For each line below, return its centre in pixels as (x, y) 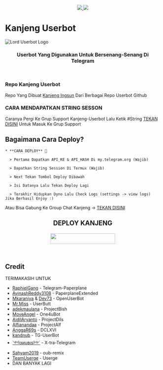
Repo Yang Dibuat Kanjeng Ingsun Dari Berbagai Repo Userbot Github (76, 95)
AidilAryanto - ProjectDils (38, 320)
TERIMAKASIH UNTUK (28, 279)
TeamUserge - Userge (35, 358)
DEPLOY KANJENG (83, 223)
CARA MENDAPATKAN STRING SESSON (54, 108)
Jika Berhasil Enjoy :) (30, 198)
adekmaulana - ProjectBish (40, 309)
